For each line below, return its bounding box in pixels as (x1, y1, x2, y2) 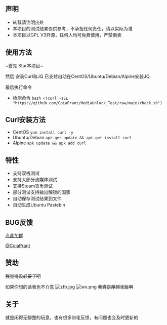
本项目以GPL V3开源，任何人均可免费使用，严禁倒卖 (12, 32, 122, 38)
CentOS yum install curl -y (12, 129, 73, 135)
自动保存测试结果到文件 (12, 195, 62, 201)
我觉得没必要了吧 (5, 273, 41, 279)
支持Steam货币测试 (12, 183, 53, 189)
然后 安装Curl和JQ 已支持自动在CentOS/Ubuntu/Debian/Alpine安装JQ (5, 73, 150, 79)
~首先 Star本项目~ (5, 62, 44, 68)
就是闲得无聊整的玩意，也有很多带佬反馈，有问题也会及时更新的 (5, 314, 138, 320)
